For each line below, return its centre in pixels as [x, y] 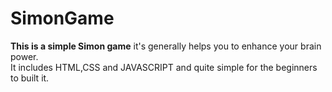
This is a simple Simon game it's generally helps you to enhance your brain [166, 46]
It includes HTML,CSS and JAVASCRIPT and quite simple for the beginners [164, 67]
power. [24, 56]
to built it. [30, 78]
